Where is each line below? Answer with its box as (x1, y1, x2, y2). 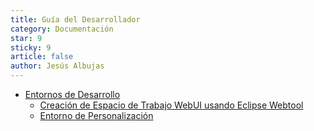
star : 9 (10, 33, 43, 43)
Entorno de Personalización (39, 110, 154, 121)
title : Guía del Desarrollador (10, 14, 141, 25)
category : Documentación (10, 24, 114, 34)
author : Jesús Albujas (10, 61, 105, 71)
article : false (10, 52, 74, 62)
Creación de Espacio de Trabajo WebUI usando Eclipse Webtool (39, 99, 304, 111)
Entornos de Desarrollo (24, 89, 121, 100)
